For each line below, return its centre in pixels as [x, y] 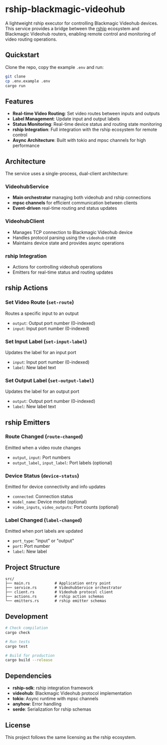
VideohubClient [25, 221]
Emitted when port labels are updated [44, 531]
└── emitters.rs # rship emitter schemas [56, 601]
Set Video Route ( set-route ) [40, 302]
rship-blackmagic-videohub [65, 9]
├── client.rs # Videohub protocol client [59, 592]
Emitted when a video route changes [43, 447]
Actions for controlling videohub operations [57, 267]
